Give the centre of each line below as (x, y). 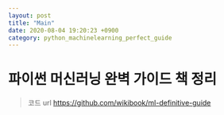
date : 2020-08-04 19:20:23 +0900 (64, 30)
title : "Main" (32, 23)
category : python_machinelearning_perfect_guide (90, 38)
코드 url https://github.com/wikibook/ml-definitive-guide (119, 103)
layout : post (30, 15)
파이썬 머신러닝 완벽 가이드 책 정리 (112, 79)
